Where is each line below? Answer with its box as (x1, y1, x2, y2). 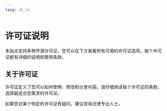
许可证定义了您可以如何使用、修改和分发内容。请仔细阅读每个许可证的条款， (5, 84, 162, 90)
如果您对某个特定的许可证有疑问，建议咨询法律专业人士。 (5, 101, 123, 107)
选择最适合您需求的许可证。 (5, 90, 62, 96)
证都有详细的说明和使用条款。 (5, 54, 66, 60)
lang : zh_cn (5, 7, 30, 12)
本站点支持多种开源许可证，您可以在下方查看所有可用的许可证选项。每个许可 (5, 48, 162, 54)
